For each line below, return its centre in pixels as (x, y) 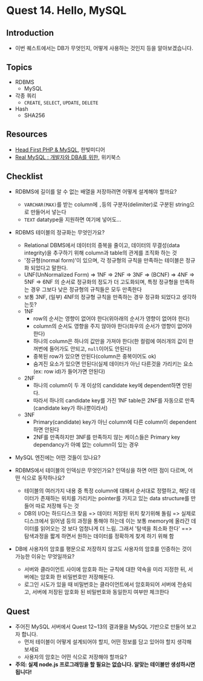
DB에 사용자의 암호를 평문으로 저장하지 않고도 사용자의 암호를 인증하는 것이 (103, 549)
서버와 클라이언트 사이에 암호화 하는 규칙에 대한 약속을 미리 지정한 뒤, (105, 569)
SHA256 (34, 115)
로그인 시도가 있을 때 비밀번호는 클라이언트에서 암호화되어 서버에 (100, 584)
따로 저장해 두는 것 (57, 506)
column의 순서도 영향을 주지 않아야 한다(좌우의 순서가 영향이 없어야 (112, 326)
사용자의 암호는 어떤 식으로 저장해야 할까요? (76, 657)
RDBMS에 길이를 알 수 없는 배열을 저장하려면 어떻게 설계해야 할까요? (96, 192)
